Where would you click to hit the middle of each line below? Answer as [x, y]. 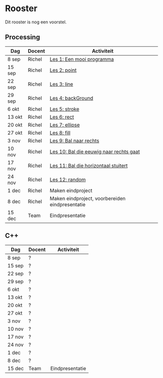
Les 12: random [68, 180]
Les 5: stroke [65, 109]
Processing [23, 37]
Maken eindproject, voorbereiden [88, 198]
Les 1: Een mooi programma [82, 59]
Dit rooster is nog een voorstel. [36, 22]
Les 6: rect [62, 117]
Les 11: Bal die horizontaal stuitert [89, 165]
